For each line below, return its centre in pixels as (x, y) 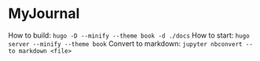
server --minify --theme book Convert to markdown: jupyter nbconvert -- (131, 43)
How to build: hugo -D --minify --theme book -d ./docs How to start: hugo (129, 35)
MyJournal (44, 14)
